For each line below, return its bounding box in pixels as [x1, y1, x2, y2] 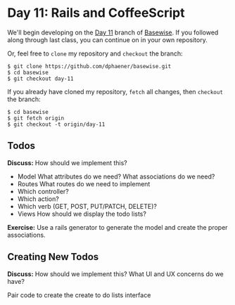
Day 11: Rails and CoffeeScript [7, 5, 185, 21]
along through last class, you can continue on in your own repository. [7, 35, 208, 44]
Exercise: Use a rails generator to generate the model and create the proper [7, 223, 228, 231]
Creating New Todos [7, 251, 99, 263]
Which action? [17, 195, 60, 203]
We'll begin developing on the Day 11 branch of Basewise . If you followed [7, 28, 219, 37]
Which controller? [17, 187, 69, 195]
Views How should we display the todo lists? [17, 209, 146, 218]
